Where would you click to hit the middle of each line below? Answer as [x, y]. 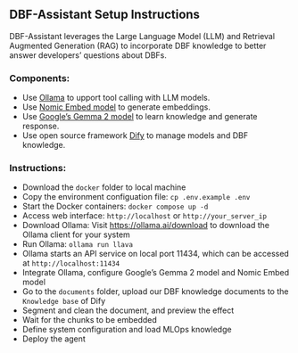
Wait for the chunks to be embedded [90, 320]
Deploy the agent [54, 339]
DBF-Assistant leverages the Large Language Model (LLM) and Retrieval [142, 36]
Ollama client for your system [76, 234]
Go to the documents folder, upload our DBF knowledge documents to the [155, 291]
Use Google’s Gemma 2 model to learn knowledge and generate [140, 117]
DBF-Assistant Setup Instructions [105, 15]
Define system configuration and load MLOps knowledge [127, 330]
